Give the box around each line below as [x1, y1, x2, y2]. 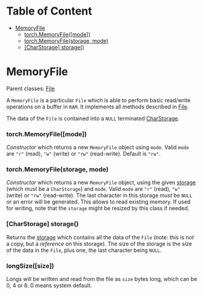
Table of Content [6, 4, 93, 18]
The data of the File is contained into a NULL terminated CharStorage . [6, 114, 180, 122]
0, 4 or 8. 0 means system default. [6, 282, 92, 289]
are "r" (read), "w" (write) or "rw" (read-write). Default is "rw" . [6, 150, 161, 157]
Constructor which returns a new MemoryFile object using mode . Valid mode [6, 144, 190, 151]
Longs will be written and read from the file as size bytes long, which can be [6, 276, 198, 283]
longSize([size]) [6, 262, 55, 270]
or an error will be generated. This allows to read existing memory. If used [6, 198, 191, 205]
